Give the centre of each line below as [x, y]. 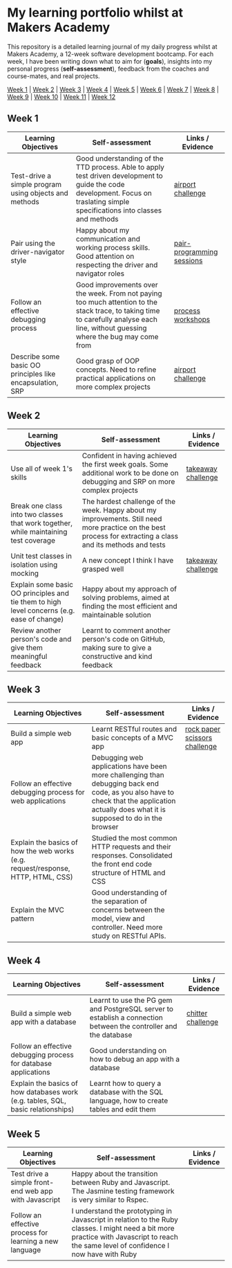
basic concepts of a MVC [133, 738]
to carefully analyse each [116, 319]
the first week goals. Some [125, 464]
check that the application [134, 801]
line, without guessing [111, 328]
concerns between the [128, 910]
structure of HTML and [128, 873]
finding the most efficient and [129, 606]
